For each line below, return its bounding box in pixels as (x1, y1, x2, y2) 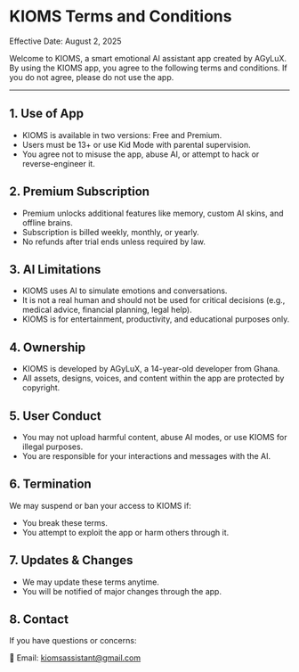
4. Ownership (9, 340, 86, 355)
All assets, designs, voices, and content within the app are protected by (21, 373, 285, 384)
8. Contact (9, 612, 69, 627)
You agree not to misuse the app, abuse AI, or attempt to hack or (21, 149, 260, 160)
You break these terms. (21, 517, 109, 528)
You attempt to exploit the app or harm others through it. (21, 527, 230, 537)
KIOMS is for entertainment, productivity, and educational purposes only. (21, 314, 290, 324)
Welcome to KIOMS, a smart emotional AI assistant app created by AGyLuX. (9, 53, 287, 63)
